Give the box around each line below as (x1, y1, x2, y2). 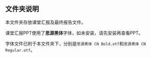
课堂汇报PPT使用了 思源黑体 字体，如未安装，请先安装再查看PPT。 (5, 30, 143, 36)
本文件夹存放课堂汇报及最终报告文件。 (5, 19, 86, 25)
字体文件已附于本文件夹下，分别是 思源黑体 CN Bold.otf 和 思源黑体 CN (5, 40, 146, 46)
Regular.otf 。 (5, 47, 35, 53)
